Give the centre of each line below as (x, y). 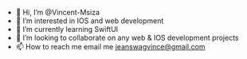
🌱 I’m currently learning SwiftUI (67, 29)
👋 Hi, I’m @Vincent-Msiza (58, 12)
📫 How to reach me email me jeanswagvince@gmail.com (110, 47)
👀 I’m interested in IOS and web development (90, 21)
